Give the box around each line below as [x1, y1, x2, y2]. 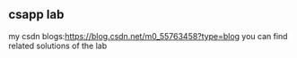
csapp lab [8, 7, 65, 22]
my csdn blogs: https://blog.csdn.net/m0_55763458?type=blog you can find [8, 30, 288, 41]
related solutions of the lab [8, 40, 108, 51]
